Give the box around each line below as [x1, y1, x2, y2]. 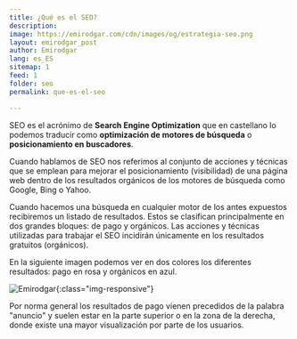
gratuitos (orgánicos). [9, 239, 89, 250]
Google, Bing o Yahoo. [9, 184, 92, 195]
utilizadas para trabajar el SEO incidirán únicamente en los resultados [9, 230, 265, 240]
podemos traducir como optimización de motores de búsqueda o [9, 129, 252, 140]
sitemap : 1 [9, 63, 50, 72]
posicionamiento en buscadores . [9, 139, 134, 149]
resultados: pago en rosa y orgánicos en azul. [9, 266, 177, 277]
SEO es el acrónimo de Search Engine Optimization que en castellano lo [9, 119, 276, 130]
